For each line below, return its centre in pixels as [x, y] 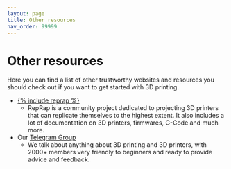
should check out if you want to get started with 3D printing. [93, 87]
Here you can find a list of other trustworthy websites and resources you [111, 80]
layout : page [26, 14]
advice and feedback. [59, 159]
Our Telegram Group [46, 137]
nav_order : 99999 [32, 26]
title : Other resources [42, 20]
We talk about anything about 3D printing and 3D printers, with [117, 145]
